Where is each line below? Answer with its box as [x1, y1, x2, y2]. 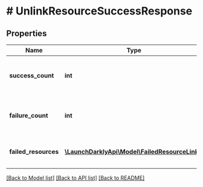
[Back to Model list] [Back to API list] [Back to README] [6, 174, 145, 182]
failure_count [9, 112, 48, 119]
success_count [9, 71, 54, 80]
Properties [6, 28, 47, 39]
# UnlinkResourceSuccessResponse [6, 4, 193, 18]
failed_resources [9, 148, 59, 156]
